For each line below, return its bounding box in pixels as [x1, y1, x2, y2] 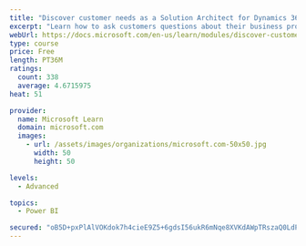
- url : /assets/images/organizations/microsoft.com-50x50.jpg [25, 140, 267, 149]
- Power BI [17, 207, 59, 216]
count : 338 [17, 73, 59, 82]
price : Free [9, 47, 55, 56]
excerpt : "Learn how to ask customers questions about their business [9, 22, 283, 31]
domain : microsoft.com [17, 123, 104, 132]
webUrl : [9, 30, 39, 39]
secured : [9, 223, 43, 232]
